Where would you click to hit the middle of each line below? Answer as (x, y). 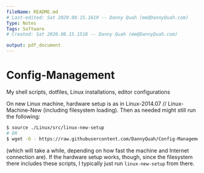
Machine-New (24, 110)
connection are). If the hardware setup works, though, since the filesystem (100, 157)
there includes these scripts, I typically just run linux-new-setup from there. (100, 163)
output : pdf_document (34, 45)
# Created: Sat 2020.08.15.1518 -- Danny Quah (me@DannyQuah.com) (92, 34)
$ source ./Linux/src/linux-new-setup (55, 128)
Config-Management (61, 75)
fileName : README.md (32, 12)
